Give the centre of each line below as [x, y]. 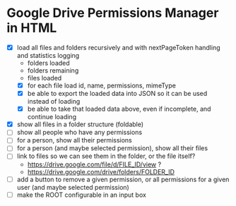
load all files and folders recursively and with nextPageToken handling [118, 47]
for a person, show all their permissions [74, 140]
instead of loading [54, 102]
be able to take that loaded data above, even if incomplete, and [119, 109]
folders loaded [48, 63]
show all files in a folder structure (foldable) [80, 124]
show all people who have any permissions [79, 133]
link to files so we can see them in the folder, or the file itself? [106, 156]
